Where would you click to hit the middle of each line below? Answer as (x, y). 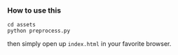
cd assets (22, 25)
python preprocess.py (39, 31)
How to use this (34, 10)
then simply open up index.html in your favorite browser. (89, 44)
